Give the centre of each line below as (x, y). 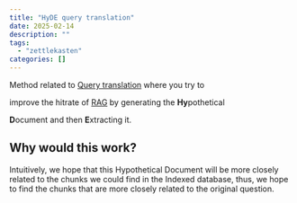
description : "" (40, 34)
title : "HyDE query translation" (72, 18)
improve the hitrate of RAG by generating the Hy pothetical (117, 102)
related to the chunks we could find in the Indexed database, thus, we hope (149, 179)
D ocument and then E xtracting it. (71, 119)
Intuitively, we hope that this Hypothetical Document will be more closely (144, 169)
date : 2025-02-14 (42, 26)
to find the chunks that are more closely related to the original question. (142, 189)
